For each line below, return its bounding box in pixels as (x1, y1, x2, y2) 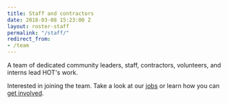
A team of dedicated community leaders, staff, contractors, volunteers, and (7, 61, 221, 69)
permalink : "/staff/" (7, 29, 70, 37)
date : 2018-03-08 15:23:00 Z (7, 17, 91, 23)
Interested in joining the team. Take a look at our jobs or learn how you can (7, 82, 220, 90)
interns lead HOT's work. (7, 68, 78, 76)
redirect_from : (7, 36, 51, 43)
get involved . (7, 89, 44, 97)
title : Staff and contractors (7, 10, 95, 17)
